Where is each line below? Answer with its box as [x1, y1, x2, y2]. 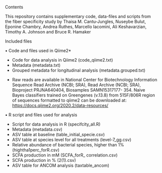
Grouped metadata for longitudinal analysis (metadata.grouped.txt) [12, 67, 146, 73]
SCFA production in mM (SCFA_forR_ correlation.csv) [12, 152, 118, 158]
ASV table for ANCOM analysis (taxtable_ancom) [12, 162, 110, 168]
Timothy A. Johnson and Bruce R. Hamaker [5, 29, 91, 34]
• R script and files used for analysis [5, 112, 77, 118]
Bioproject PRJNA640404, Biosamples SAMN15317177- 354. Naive [12, 87, 146, 93]
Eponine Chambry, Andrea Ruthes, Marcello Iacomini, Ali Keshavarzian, [5, 24, 147, 30]
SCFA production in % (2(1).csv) [12, 157, 76, 163]
